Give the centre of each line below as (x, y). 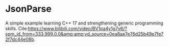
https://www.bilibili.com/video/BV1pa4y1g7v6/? (78, 28)
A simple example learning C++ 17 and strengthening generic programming (84, 23)
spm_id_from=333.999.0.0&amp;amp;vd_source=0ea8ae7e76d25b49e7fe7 (84, 34)
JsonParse (29, 9)
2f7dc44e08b (20, 39)
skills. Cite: (17, 28)
